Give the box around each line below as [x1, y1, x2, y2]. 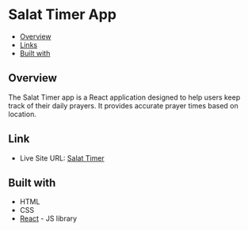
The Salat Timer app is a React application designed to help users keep [8, 93, 241, 102]
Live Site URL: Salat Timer [19, 153, 105, 163]
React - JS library [19, 214, 78, 223]
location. [8, 109, 37, 119]
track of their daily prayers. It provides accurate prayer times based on [8, 100, 239, 110]
